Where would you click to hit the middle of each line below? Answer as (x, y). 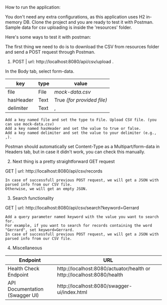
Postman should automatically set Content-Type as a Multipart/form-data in (83, 147)
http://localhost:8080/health (90, 275)
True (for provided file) (81, 100)
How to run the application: (33, 7)
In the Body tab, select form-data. (40, 71)
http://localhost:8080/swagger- (95, 286)
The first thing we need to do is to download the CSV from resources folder (82, 47)
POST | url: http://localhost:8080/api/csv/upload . (63, 61)
